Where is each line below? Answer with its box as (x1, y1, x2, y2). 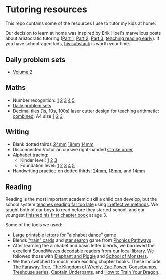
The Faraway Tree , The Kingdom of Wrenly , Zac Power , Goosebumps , (12, 264, 158, 270)
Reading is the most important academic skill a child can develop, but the (5, 196, 157, 202)
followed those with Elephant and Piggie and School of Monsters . (12, 253, 148, 259)
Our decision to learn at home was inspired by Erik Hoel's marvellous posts (5, 30, 161, 36)
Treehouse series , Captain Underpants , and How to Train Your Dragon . (12, 269, 160, 275)
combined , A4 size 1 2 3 (12, 113, 63, 119)
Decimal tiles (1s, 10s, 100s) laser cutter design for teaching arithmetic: (12, 108, 159, 114)
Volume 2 (12, 69, 33, 75)
